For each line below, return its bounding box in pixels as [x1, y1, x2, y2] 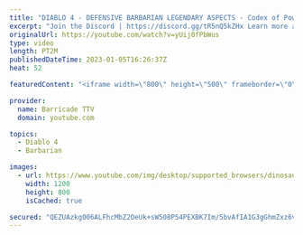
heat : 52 [9, 64, 42, 73]
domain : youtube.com [17, 113, 95, 122]
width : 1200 [25, 179, 70, 188]
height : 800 [25, 187, 70, 197]
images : [9, 163, 39, 172]
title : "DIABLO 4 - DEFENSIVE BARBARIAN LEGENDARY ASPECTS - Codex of [9, 13, 280, 23]
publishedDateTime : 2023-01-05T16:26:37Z [9, 55, 168, 64]
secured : [9, 212, 42, 221]
